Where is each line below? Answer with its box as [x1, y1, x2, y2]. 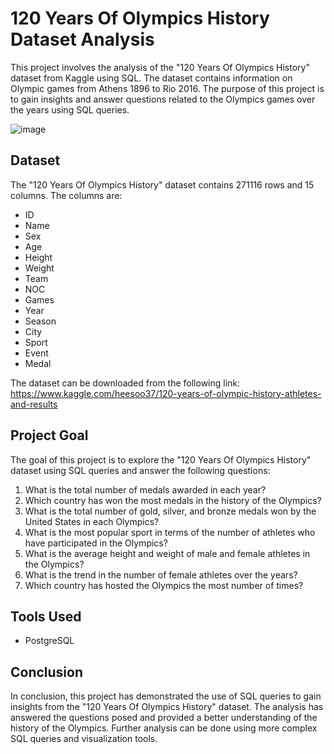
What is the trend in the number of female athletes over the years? [24, 568, 298, 581]
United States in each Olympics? [24, 515, 160, 527]
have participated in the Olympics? [24, 537, 168, 549]
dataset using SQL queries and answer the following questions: [10, 464, 271, 476]
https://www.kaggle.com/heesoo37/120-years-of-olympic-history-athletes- [10, 387, 322, 399]
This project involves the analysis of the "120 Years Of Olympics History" [10, 61, 310, 73]
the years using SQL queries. [10, 103, 130, 116]
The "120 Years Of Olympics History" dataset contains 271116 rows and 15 [10, 178, 315, 191]
